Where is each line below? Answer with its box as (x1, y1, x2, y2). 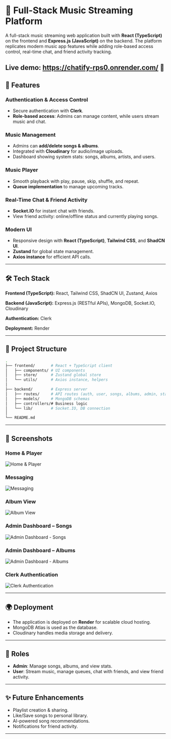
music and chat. (12, 118, 47, 125)
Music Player (5, 166, 38, 174)
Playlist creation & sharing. (12, 707, 69, 713)
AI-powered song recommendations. (12, 718, 90, 724)
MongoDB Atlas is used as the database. (12, 625, 98, 631)
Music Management (5, 131, 56, 138)
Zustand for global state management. (12, 249, 94, 255)
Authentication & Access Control (5, 96, 88, 103)
